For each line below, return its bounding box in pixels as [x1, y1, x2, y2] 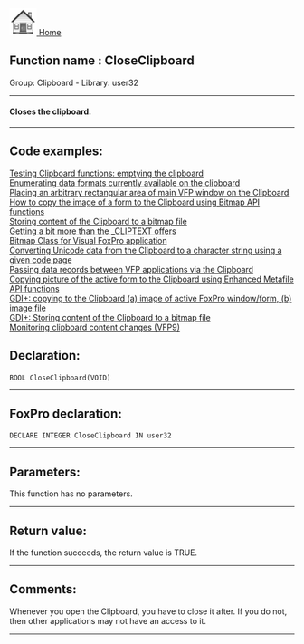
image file [9, 303, 47, 313]
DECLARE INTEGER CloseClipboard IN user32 [9, 431, 172, 440]
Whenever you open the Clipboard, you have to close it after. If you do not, [9, 606, 288, 617]
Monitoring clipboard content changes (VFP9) [9, 322, 181, 332]
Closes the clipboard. [9, 106, 92, 117]
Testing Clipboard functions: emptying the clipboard [9, 168, 204, 178]
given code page [9, 254, 72, 265]
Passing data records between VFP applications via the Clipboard [9, 264, 254, 274]
